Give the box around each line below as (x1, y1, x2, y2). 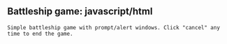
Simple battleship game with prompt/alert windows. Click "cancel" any (7, 24, 220, 31)
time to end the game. (7, 30, 73, 37)
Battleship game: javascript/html (7, 6, 153, 17)
